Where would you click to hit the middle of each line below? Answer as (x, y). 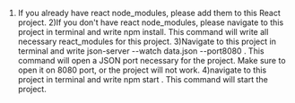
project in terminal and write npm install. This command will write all (143, 32)
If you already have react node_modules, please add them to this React (149, 13)
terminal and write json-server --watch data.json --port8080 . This (141, 51)
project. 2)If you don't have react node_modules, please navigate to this (151, 22)
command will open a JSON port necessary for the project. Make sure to (152, 60)
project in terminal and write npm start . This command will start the (143, 79)
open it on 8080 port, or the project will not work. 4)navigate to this (142, 70)
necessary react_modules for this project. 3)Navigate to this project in (147, 41)
